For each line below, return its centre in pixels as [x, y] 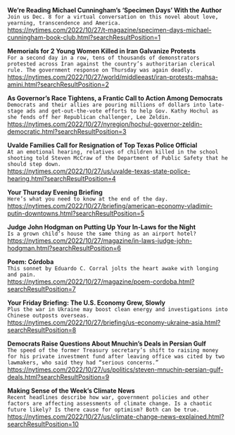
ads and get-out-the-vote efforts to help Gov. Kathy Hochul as [122, 111]
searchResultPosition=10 [43, 424]
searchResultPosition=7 [42, 289]
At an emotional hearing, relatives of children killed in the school [113, 152]
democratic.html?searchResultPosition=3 [67, 132]
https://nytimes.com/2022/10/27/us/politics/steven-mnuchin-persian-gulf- [115, 370]
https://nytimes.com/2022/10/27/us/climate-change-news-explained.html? [116, 417]
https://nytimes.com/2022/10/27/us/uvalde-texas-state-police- [99, 171]
